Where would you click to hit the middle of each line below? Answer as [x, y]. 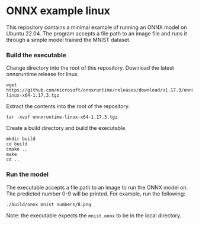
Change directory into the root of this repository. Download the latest [90, 68]
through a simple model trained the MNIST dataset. [68, 40]
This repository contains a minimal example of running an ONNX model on [97, 27]
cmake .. [17, 149]
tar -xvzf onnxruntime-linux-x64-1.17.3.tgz [62, 117]
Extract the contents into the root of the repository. [68, 106]
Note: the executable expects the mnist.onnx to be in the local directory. [94, 215]
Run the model [28, 174]
